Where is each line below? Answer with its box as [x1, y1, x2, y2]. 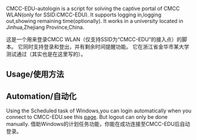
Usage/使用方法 [6, 69, 65, 79]
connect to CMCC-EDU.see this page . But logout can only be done [6, 114, 168, 121]
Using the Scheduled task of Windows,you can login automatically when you [6, 107, 192, 114]
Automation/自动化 [6, 91, 76, 101]
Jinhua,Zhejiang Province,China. [6, 24, 85, 31]
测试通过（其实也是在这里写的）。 [6, 51, 86, 58]
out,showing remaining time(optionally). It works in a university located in [6, 18, 183, 24]
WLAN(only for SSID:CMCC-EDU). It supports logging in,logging [6, 11, 162, 18]
